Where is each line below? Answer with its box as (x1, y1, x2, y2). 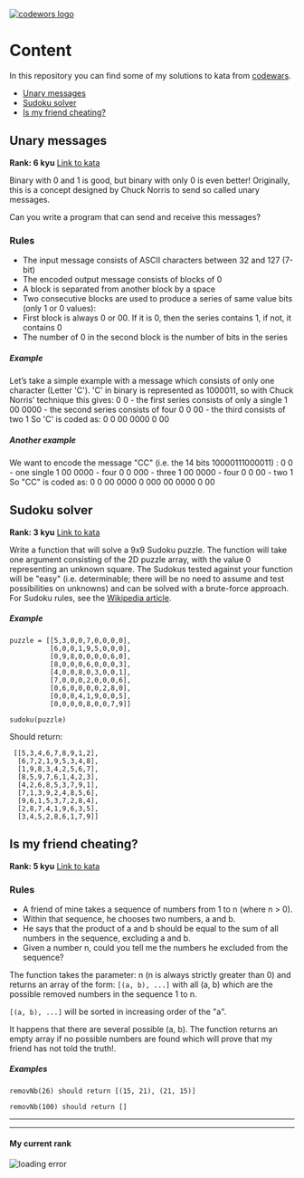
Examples (9, 1064, 48, 1075)
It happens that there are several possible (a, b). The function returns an (9, 1023, 279, 1034)
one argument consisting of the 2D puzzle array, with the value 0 (9, 553, 252, 565)
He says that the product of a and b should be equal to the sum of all (22, 923, 279, 934)
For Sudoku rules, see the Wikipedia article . (9, 592, 172, 603)
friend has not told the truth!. (9, 1042, 117, 1054)
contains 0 (22, 322, 62, 333)
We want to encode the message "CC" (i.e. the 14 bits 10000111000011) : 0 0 (9, 457, 294, 468)
